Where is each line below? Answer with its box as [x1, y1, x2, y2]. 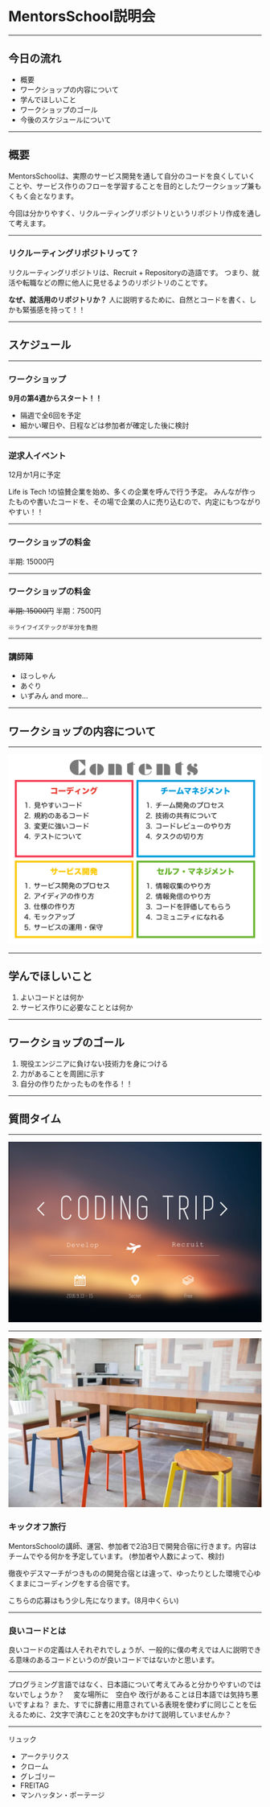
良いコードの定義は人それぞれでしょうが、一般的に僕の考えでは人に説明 [8, 1645, 247, 1654]
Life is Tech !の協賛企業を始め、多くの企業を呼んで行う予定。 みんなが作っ [8, 487, 256, 497]
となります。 [35, 191, 79, 201]
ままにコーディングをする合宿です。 [14, 1578, 134, 1588]
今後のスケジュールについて [19, 114, 112, 125]
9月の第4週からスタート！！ [8, 393, 103, 403]
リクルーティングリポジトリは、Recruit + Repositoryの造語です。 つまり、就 [8, 267, 260, 277]
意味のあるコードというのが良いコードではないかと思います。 [14, 1654, 219, 1665]
